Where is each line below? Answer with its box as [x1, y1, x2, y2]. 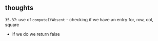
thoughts [5, 4, 34, 12]
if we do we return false [12, 31, 60, 37]
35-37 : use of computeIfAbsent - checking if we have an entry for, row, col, [5, 16, 154, 22]
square [5, 22, 20, 27]
